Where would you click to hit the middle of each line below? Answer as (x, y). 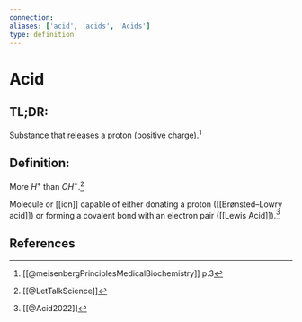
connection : (31, 18)
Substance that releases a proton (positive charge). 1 (106, 134)
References (42, 243)
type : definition (42, 34)
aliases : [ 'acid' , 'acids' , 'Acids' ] (80, 26)
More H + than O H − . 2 (47, 185)
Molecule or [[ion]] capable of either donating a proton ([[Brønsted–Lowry (146, 204)
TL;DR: (29, 112)
